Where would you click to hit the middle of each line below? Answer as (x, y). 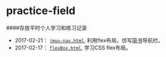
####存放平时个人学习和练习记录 (47, 28)
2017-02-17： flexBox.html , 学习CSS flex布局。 (73, 48)
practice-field (41, 11)
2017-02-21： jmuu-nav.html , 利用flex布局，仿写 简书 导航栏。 (89, 40)
